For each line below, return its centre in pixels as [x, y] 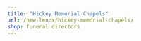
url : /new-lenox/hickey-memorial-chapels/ [70, 20]
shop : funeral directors [44, 26]
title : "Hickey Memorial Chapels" [58, 14]
